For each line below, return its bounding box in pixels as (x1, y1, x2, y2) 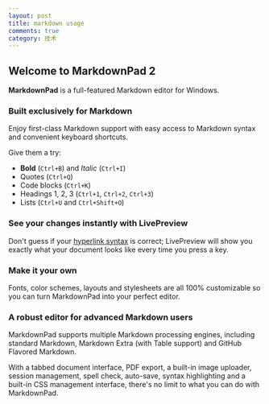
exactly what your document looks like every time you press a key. (8, 245, 229, 254)
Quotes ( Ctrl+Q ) (19, 172, 74, 182)
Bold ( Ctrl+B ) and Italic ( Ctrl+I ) (19, 163, 126, 173)
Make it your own (8, 265, 77, 276)
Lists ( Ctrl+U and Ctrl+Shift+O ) (19, 198, 125, 208)
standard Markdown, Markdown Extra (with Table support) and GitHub (8, 339, 242, 348)
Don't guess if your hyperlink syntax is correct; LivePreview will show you (8, 236, 253, 245)
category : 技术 (8, 34, 57, 43)
